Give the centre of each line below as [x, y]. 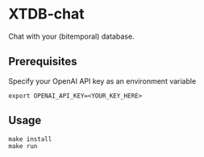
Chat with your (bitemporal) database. [71, 36]
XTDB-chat [46, 14]
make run [23, 146]
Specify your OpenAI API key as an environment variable [102, 81]
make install [30, 139]
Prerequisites [43, 62]
